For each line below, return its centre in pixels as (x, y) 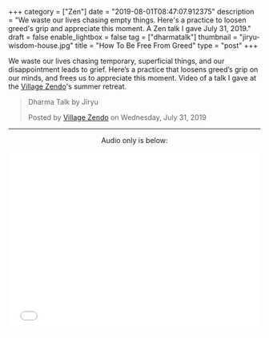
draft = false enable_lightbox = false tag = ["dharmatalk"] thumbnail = (123, 37)
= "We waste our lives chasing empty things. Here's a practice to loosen (127, 20)
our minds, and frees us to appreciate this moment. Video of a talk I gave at (132, 78)
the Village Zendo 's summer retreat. (68, 86)
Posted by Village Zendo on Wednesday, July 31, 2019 (117, 117)
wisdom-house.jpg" (41, 46)
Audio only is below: (134, 140)
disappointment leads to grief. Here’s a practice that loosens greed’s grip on (133, 70)
